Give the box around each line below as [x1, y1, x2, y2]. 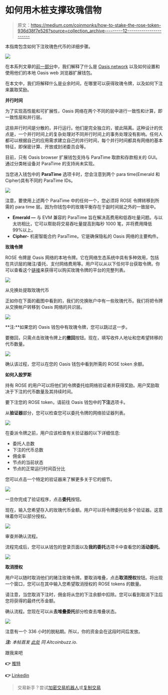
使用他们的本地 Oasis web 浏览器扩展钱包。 [5, 70, 95, 76]
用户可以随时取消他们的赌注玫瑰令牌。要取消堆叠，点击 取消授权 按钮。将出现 [5, 574, 163, 580]
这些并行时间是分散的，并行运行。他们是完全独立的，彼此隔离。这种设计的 [5, 125, 158, 131]
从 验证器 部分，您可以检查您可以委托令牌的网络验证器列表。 [5, 409, 128, 416]
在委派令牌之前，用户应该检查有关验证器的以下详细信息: [5, 429, 121, 436]
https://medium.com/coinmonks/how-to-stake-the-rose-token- [30, 22, 161, 28]
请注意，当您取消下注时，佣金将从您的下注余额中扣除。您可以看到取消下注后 [5, 591, 163, 597]
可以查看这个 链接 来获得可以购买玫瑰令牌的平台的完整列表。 [5, 267, 128, 273]
